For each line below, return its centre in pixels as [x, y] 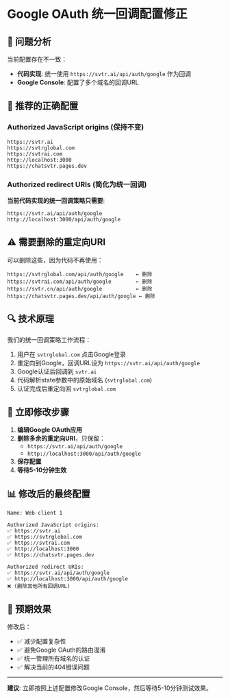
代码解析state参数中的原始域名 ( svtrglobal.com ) [85, 380]
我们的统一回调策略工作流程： [49, 339]
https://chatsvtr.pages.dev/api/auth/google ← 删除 [81, 296]
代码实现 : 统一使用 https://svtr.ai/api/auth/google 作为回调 [104, 74]
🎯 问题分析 [29, 41]
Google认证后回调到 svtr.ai [57, 371]
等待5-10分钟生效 [42, 470]
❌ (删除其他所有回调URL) [39, 587]
